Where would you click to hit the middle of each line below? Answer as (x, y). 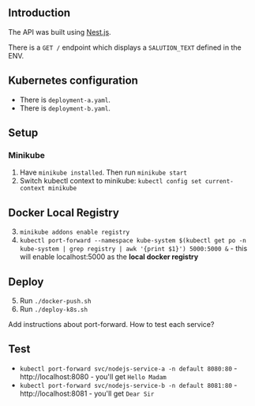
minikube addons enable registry (75, 232)
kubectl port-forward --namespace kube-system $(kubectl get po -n (133, 241)
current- (219, 182)
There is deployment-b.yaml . (65, 108)
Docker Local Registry (64, 212)
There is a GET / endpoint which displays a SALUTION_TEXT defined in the (125, 47)
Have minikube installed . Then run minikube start (103, 172)
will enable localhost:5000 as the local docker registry (109, 257)
